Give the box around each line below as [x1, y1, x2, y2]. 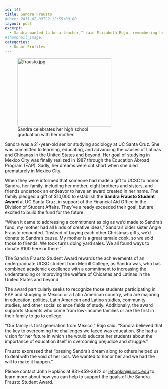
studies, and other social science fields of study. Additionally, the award [5, 302, 153, 308]
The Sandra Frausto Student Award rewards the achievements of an [5, 255, 145, 261]
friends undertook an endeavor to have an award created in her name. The [5, 188, 159, 194]
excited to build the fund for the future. [5, 209, 85, 215]
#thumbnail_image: [5, 35, 43, 40]
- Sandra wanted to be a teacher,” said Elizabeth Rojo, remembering [9, 30, 157, 35]
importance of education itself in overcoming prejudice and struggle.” [5, 338, 148, 344]
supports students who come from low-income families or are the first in [5, 307, 154, 313]
